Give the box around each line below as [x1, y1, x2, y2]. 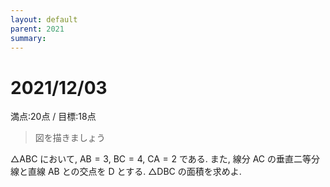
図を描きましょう [34, 132, 106, 144]
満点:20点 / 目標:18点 [10, 111, 97, 123]
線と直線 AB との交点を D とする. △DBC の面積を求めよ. [10, 166, 242, 178]
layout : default [10, 14, 78, 25]
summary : [10, 33, 47, 43]
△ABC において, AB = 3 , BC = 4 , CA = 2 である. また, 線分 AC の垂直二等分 [10, 153, 321, 165]
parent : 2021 [10, 24, 65, 34]
